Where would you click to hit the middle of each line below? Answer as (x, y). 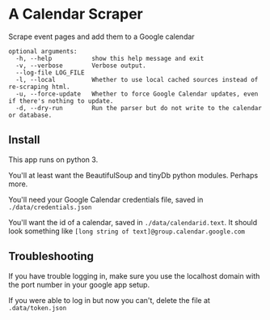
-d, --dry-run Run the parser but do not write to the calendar (139, 108)
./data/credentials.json (50, 207)
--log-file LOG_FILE (50, 73)
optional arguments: (43, 51)
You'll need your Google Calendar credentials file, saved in (106, 199)
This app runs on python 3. (53, 160)
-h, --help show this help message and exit (110, 58)
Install (24, 140)
